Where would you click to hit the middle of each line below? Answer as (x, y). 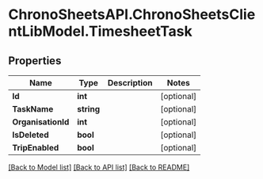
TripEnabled (36, 148)
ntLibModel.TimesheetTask (100, 31)
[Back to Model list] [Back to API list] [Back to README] (99, 167)
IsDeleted (30, 135)
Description (130, 83)
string (88, 109)
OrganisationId (41, 122)
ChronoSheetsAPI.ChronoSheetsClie (132, 15)
